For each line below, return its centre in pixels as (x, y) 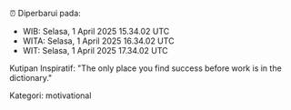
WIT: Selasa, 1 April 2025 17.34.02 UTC (95, 50)
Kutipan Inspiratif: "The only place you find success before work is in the (145, 68)
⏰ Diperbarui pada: (45, 13)
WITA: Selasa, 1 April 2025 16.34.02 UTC (98, 41)
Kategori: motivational (50, 95)
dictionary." (31, 78)
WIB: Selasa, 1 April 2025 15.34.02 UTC (96, 31)
